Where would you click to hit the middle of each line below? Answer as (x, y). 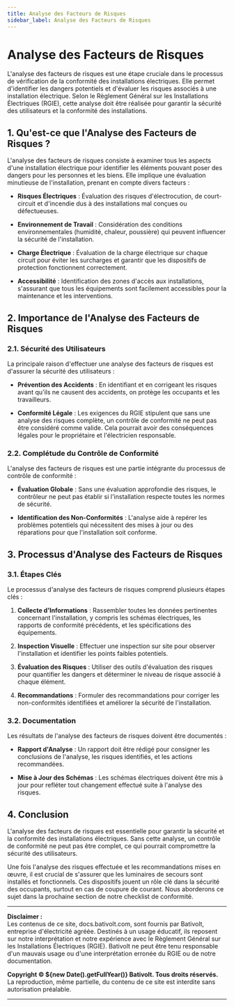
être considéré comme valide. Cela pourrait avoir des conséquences (115, 428)
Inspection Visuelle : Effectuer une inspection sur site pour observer (116, 646)
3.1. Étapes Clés (34, 574)
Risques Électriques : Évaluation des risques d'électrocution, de (110, 197)
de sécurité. (34, 504)
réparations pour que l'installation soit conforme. (87, 532)
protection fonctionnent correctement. (72, 268)
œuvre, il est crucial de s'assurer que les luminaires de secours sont (105, 875)
